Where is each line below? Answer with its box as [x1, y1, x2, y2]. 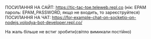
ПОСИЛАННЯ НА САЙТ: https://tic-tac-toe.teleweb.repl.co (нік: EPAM [5, 5, 147, 10]
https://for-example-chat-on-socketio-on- [51, 15, 136, 20]
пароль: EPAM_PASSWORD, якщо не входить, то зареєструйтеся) [5, 10, 140, 15]
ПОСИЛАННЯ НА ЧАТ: [5, 15, 51, 20]
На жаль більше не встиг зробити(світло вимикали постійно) [5, 29, 132, 34]
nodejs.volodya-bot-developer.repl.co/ [5, 19, 83, 25]
